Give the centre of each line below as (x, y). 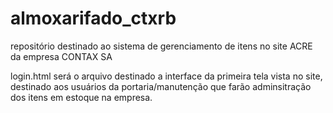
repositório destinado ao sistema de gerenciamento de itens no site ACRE (161, 46)
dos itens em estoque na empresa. (81, 97)
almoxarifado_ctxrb (93, 18)
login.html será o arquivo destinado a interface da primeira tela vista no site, (166, 76)
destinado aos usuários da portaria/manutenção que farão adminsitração (161, 86)
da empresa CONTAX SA (61, 56)
